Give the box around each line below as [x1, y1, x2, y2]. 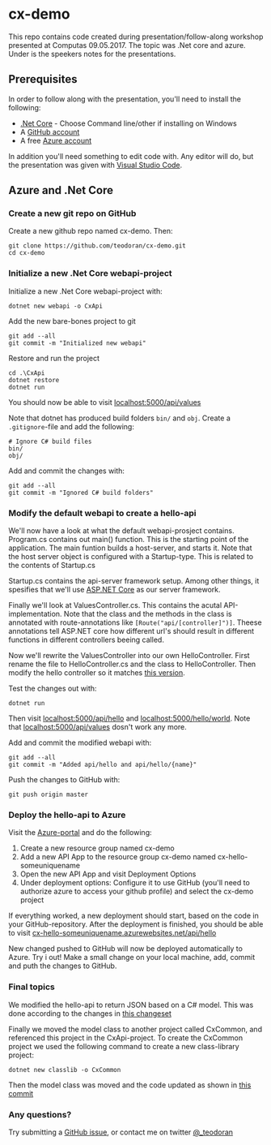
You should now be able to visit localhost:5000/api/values [8, 397, 201, 407]
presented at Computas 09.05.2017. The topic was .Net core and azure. [8, 40, 246, 50]
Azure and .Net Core [8, 183, 113, 197]
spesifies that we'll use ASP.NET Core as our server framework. [8, 585, 221, 595]
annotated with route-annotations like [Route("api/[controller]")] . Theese [8, 618, 262, 627]
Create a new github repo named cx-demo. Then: [8, 226, 173, 236]
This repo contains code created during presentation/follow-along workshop [8, 32, 264, 41]
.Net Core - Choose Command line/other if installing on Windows [19, 118, 237, 128]
